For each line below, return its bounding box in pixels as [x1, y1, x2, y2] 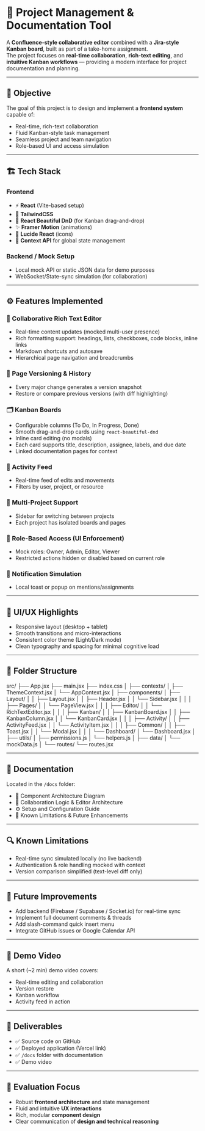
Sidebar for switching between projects [15, 512, 115, 520]
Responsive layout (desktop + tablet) [15, 623, 108, 631]
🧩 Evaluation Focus [6, 1082, 81, 1093]
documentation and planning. [6, 64, 81, 72]
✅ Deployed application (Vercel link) [15, 1044, 107, 1052]
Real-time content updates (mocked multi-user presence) [15, 328, 160, 335]
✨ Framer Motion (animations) [15, 224, 93, 231]
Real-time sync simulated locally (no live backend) [15, 855, 142, 862]
